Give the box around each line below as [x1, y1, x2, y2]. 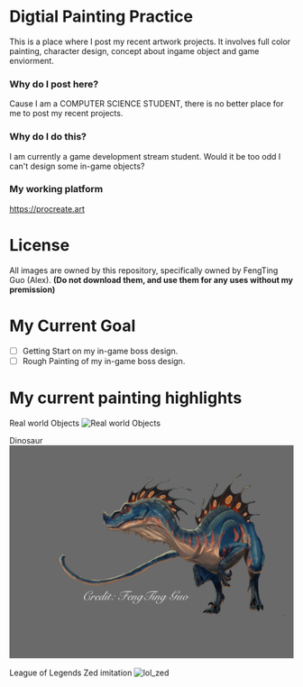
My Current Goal [9, 316, 136, 335]
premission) [9, 284, 56, 295]
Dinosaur [9, 435, 43, 445]
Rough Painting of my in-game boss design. [22, 355, 186, 366]
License [9, 235, 70, 256]
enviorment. [9, 55, 54, 66]
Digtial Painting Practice [9, 6, 194, 27]
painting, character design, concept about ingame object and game [9, 45, 260, 56]
